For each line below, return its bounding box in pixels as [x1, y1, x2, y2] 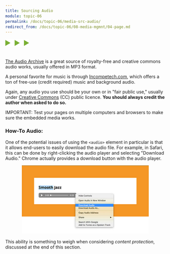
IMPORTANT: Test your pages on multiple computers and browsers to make [5, 110, 163, 116]
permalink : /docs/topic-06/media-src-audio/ [5, 19, 101, 24]
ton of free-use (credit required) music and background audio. [5, 79, 135, 85]
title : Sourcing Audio [5, 8, 53, 13]
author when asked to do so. [5, 99, 67, 106]
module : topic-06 [5, 13, 42, 19]
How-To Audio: [5, 127, 43, 134]
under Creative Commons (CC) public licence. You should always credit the [5, 94, 165, 100]
